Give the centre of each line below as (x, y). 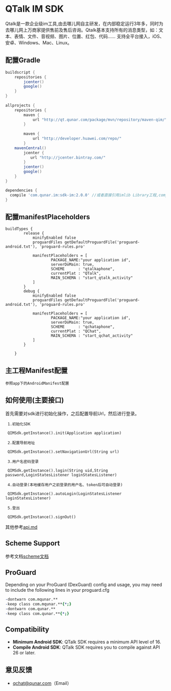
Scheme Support (33, 543)
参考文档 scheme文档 (27, 556)
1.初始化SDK (19, 424)
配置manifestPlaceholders (48, 217)
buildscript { (20, 72)
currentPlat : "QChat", (76, 331)
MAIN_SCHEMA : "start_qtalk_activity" (92, 278)
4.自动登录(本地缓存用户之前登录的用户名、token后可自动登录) (65, 485)
